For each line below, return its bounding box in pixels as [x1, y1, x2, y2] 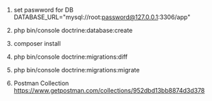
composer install [13, 40, 61, 47]
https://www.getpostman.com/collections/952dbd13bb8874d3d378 [13, 87, 205, 94]
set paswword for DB [13, 6, 74, 14]
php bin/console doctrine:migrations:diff [13, 53, 128, 61]
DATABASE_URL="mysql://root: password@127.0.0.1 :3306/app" [13, 13, 191, 21]
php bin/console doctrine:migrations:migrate [13, 66, 140, 74]
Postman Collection [13, 79, 69, 87]
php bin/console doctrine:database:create [13, 27, 133, 34]
